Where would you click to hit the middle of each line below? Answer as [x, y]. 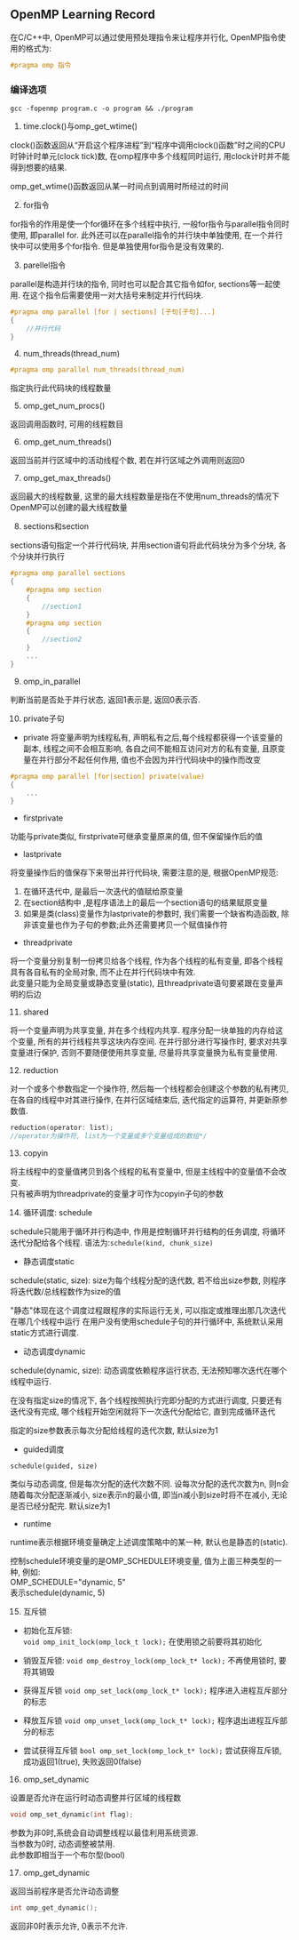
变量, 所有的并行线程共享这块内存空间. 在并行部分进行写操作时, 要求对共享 [152, 1042]
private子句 [43, 718]
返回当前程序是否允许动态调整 [64, 1891]
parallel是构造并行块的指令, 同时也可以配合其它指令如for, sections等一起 [142, 284]
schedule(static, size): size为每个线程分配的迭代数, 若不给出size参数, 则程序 [148, 1280]
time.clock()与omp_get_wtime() [80, 126]
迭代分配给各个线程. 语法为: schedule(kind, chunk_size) [112, 1243]
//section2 [62, 639]
